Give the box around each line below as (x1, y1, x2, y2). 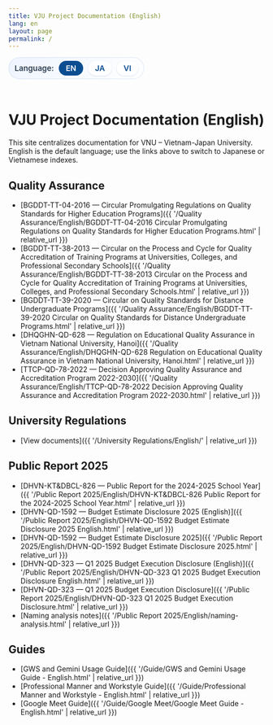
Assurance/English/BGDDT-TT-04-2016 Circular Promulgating (19, 217, 227, 227)
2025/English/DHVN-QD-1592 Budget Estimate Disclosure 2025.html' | (19, 541, 258, 551)
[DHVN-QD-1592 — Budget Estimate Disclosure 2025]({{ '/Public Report (19, 532, 262, 542)
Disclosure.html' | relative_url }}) (19, 601, 128, 611)
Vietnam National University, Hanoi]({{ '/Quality (19, 338, 179, 348)
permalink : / (8, 34, 53, 43)
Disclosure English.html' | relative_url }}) (19, 575, 154, 586)
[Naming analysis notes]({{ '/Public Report (19, 610, 162, 620)
